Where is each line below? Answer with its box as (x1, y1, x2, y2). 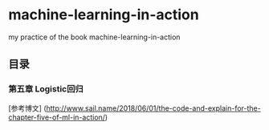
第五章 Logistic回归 (8, 83, 84, 95)
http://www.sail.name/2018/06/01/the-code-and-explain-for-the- (46, 103, 261, 113)
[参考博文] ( (8, 103, 47, 113)
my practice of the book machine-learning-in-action (8, 32, 181, 42)
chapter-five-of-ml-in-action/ (8, 112, 106, 122)
